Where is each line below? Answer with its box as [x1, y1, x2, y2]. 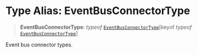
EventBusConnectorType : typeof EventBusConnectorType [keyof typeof [20, 23, 192, 31]
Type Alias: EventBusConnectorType [5, 4, 190, 18]
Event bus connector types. [5, 41, 73, 48]
